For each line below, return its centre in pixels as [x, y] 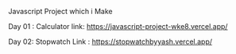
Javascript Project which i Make [60, 11]
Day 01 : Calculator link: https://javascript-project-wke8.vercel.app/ [118, 26]
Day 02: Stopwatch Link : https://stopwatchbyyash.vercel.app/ [110, 41]
